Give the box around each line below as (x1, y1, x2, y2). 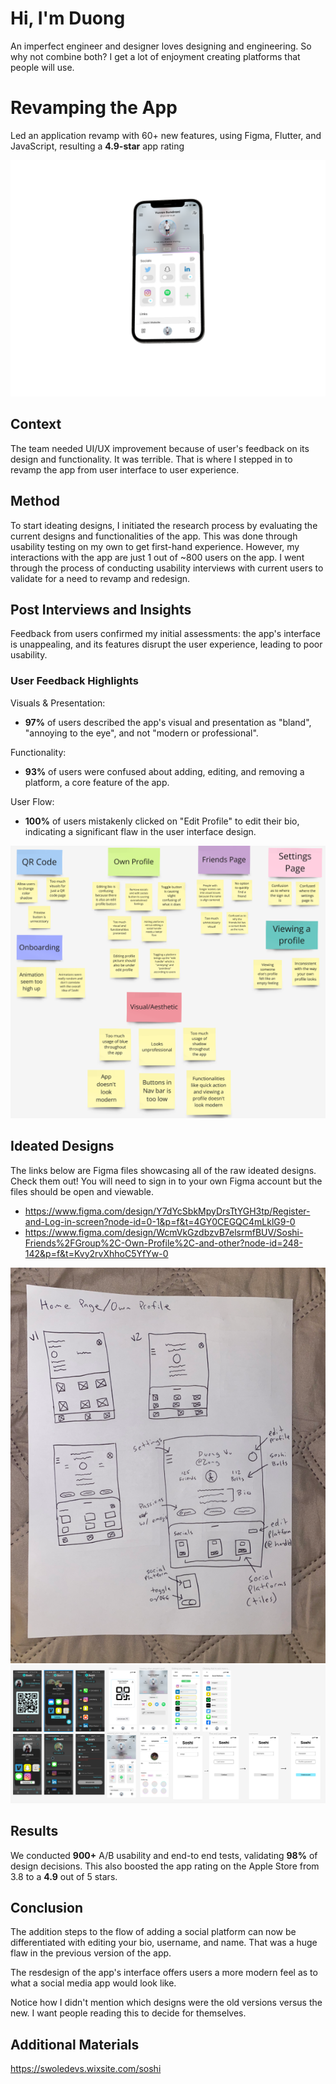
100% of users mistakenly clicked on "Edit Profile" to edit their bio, (24, 815, 300, 827)
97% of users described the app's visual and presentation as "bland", (24, 716, 312, 728)
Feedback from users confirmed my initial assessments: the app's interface (10, 628, 321, 640)
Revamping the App (10, 97, 178, 119)
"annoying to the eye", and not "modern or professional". (24, 727, 259, 739)
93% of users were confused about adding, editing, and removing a (24, 765, 305, 777)
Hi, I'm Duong (10, 7, 126, 30)
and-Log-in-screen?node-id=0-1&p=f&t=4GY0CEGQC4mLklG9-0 (24, 1215, 296, 1227)
